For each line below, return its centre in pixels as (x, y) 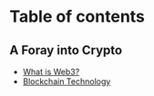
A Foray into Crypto (66, 50)
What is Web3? (51, 72)
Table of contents (77, 17)
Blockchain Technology (67, 82)
